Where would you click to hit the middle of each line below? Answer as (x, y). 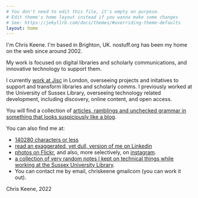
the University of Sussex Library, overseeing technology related (84, 93)
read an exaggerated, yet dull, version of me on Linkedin (83, 146)
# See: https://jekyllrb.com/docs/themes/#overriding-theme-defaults (94, 22)
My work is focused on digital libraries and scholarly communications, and (97, 63)
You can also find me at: (35, 128)
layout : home (22, 28)
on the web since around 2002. (44, 51)
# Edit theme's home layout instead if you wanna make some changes (92, 17)
